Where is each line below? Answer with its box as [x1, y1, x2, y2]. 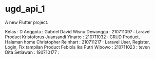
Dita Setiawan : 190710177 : [5, 49, 59, 55]
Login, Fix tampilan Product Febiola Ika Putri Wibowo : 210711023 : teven [5, 44, 150, 50]
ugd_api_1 [5, 3, 45, 15]
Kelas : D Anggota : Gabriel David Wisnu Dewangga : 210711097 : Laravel [5, 29, 151, 34]
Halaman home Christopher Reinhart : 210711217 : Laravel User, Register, [5, 39, 150, 44]
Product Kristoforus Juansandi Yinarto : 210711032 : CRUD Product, [5, 34, 140, 40]
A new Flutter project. [5, 19, 49, 25]
